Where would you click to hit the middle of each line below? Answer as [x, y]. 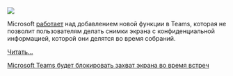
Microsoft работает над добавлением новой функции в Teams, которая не [117, 24]
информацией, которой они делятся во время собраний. [91, 38]
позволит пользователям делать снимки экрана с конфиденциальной [111, 31]
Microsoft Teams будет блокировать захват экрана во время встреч [109, 65]
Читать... [20, 52]
